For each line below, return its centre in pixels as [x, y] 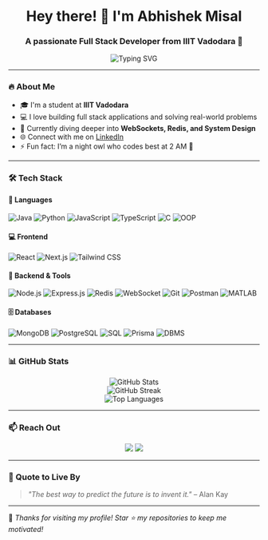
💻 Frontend [28, 236]
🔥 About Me [32, 87]
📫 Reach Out [34, 427]
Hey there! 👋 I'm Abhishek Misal [134, 16]
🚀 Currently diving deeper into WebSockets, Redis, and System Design [138, 128]
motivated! [26, 530]
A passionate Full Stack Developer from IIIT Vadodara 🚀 [134, 42]
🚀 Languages [30, 200]
